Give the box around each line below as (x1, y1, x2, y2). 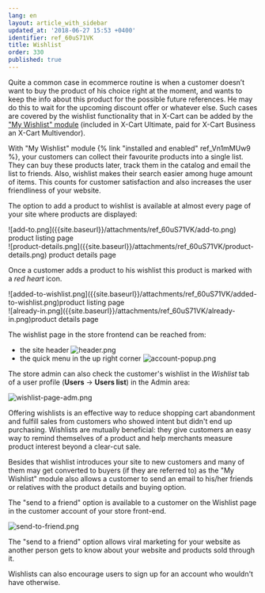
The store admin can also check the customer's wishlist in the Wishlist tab (8, 369, 250, 378)
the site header (19, 345, 70, 354)
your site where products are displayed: (8, 209, 138, 219)
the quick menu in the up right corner (19, 354, 142, 363)
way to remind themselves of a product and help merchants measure (8, 433, 233, 442)
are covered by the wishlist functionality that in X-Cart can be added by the (8, 111, 253, 121)
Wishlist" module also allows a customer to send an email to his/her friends (8, 473, 253, 484)
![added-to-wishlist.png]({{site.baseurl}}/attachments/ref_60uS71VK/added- (8, 289, 257, 298)
